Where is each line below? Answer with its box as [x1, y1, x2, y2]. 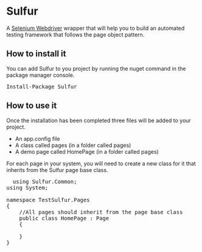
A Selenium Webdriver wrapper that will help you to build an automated [6, 24, 185, 32]
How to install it [6, 49, 66, 59]
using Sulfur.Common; [12, 178, 77, 185]
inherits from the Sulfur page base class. [6, 166, 108, 173]
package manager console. [6, 71, 75, 79]
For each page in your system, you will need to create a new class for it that [6, 160, 196, 167]
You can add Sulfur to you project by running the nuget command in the [6, 65, 186, 72]
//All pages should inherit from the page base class [19, 209, 183, 215]
